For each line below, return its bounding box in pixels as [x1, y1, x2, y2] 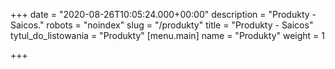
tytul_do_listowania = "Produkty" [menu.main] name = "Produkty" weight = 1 [10, 30, 326, 41]
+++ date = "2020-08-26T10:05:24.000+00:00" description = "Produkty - [10, 9, 317, 20]
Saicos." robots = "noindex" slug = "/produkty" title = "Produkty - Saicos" [10, 19, 314, 31]
